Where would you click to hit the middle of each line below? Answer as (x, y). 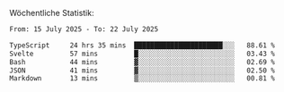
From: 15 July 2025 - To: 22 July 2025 (84, 29)
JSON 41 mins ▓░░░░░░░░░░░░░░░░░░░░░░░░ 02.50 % (142, 71)
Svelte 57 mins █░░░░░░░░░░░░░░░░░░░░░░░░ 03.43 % (142, 54)
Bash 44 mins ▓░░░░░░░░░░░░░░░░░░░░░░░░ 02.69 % (142, 62)
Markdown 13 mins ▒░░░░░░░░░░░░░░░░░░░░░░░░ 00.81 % (142, 79)
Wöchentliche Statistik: (52, 13)
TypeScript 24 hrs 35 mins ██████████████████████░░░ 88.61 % (142, 45)
